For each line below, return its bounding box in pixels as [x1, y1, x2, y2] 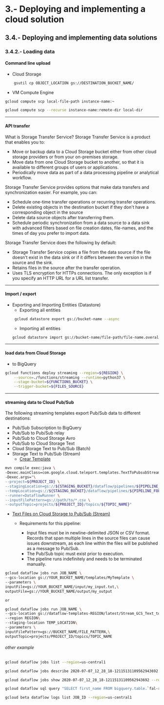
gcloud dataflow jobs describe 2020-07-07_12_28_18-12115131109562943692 [5, 668, 159, 674]
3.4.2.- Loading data [5, 48, 55, 55]
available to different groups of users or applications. [12, 164, 119, 170]
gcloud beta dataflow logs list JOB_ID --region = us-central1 [5, 695, 132, 700]
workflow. [12, 175, 32, 180]
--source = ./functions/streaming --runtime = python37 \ [14, 375, 125, 380]
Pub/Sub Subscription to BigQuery [12, 425, 82, 431]
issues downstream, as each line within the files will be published [26, 540, 158, 546]
